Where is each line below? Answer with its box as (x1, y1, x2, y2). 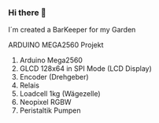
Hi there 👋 (8, 7, 47, 18)
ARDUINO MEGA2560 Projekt (8, 40, 104, 50)
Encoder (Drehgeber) (19, 73, 89, 82)
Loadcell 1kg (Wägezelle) (19, 89, 101, 99)
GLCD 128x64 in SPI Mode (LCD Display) (19, 64, 152, 73)
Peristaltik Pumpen (19, 106, 81, 115)
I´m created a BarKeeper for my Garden (8, 25, 136, 35)
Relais (19, 80, 39, 90)
